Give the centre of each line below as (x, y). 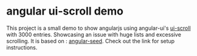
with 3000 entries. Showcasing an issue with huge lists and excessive (94, 34)
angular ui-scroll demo (65, 11)
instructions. (22, 47)
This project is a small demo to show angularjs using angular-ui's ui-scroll (98, 28)
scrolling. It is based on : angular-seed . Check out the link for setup (91, 41)
